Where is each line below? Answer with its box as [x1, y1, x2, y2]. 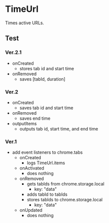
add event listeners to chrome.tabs [12, 149, 83, 155]
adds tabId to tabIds [27, 191, 68, 197]
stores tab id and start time [19, 65, 75, 71]
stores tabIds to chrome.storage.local [27, 197, 103, 203]
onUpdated [19, 207, 43, 213]
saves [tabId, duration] [19, 76, 65, 82]
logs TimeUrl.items [27, 160, 65, 166]
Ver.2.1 [5, 49, 22, 56]
